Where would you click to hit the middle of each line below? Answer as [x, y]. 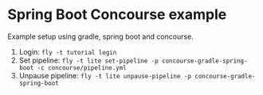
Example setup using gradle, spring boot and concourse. [101, 36]
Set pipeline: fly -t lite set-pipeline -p [88, 60]
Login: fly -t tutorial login [68, 51]
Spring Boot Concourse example [117, 15]
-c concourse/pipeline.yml [82, 68]
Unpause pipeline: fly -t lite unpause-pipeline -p [105, 75]
